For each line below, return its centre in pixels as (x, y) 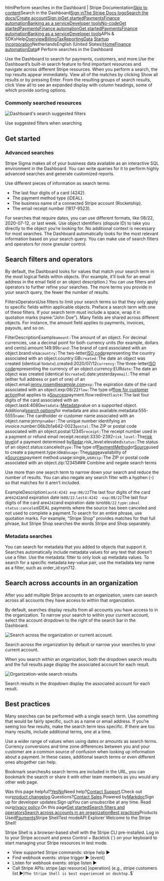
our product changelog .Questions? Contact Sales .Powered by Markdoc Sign (80, 796)
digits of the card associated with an (42, 400)
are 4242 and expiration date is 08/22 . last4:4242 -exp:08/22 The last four (76, 497)
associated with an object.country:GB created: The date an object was (75, 358)
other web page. (22, 782)
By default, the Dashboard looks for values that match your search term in (80, 271)
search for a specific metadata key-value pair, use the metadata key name (80, 563)
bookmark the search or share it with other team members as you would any (82, 777)
